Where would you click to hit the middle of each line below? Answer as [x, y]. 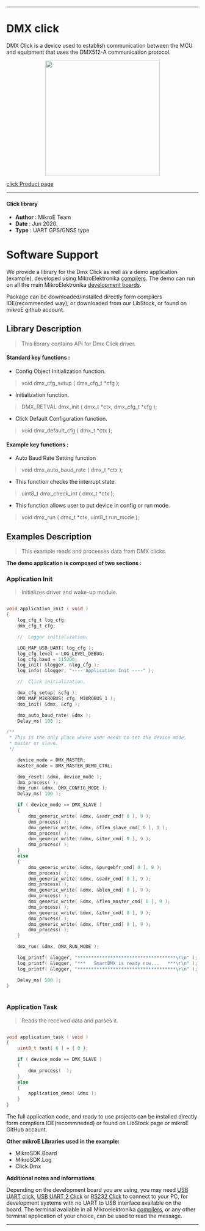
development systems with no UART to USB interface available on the [94, 1203]
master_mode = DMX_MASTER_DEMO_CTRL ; [65, 766]
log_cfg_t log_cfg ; [42, 620]
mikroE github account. [36, 310]
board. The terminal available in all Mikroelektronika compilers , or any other [101, 1210]
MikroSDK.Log [33, 1160]
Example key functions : [38, 445]
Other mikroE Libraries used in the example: [63, 1142]
